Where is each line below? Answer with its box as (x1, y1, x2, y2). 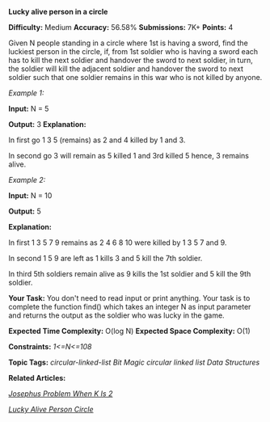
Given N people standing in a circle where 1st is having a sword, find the (8, 38, 248, 48)
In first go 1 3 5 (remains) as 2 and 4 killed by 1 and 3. (8, 135, 186, 145)
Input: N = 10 (8, 191, 53, 200)
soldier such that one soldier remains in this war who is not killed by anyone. (8, 73, 263, 82)
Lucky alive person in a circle (8, 7, 108, 16)
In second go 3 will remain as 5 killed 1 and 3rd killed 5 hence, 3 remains (8, 151, 249, 160)
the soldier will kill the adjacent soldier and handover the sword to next (8, 64, 244, 74)
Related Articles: (8, 373, 66, 382)
